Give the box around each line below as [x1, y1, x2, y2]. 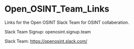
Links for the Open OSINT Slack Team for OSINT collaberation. [4, 19, 129, 25]
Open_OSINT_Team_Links [4, 3, 109, 15]
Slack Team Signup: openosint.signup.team [4, 29, 91, 34]
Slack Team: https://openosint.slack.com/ [4, 38, 88, 44]
